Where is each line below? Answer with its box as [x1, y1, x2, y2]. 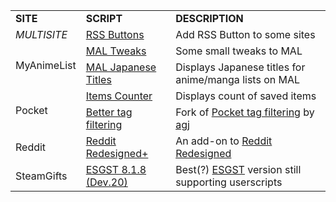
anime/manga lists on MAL [175, 73, 301, 86]
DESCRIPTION [175, 12, 244, 25]
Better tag [85, 105, 133, 119]
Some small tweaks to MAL [175, 44, 303, 58]
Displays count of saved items [175, 89, 317, 103]
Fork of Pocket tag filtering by [175, 105, 315, 119]
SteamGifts [15, 169, 68, 183]
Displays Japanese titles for [175, 60, 306, 74]
